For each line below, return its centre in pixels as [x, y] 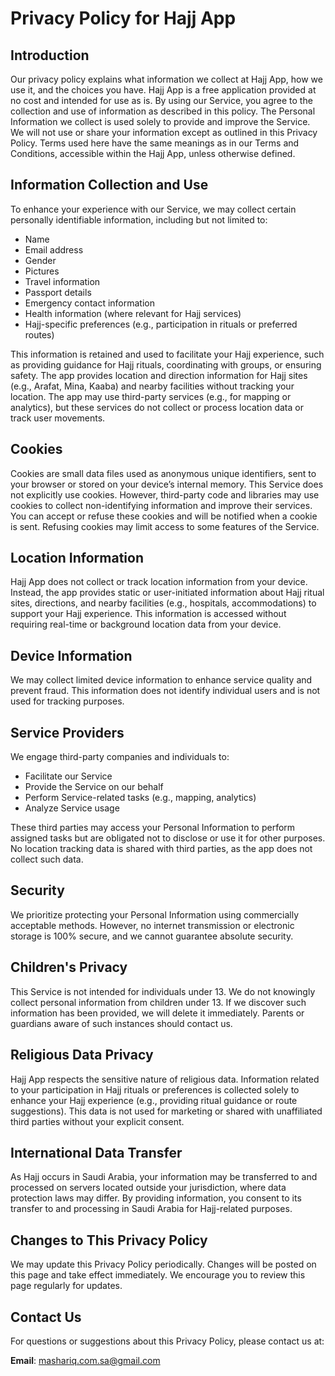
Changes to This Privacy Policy [109, 1240]
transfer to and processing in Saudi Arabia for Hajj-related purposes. [151, 1209]
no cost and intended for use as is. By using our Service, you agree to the [161, 100]
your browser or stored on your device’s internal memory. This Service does [167, 484]
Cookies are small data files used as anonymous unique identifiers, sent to [163, 473]
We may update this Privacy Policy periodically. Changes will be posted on [163, 1264]
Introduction [50, 55]
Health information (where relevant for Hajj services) [133, 313]
